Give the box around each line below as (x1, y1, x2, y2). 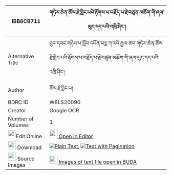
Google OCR (49, 107, 79, 114)
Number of (8, 115, 34, 122)
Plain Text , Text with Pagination (54, 142, 135, 149)
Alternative (8, 53, 34, 60)
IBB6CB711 (12, 18, 41, 24)
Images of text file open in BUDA (58, 158, 137, 165)
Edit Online (16, 133, 42, 140)
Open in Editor (58, 133, 93, 140)
